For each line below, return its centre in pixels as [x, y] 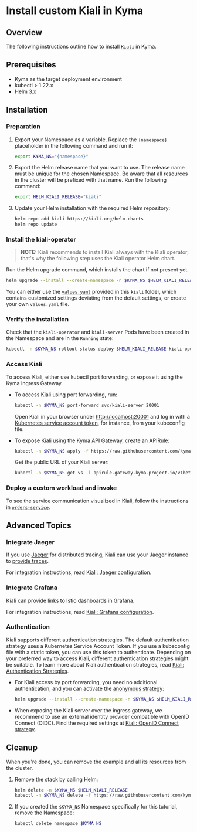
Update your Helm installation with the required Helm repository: [92, 208]
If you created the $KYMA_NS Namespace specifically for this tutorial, [96, 807]
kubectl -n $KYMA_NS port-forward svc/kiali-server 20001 [87, 405]
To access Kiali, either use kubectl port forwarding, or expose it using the [94, 377]
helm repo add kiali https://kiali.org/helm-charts [79, 219]
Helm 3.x [25, 91]
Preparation [23, 127]
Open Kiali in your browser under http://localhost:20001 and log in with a [102, 416]
